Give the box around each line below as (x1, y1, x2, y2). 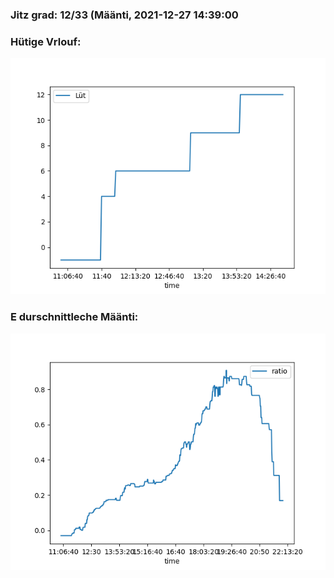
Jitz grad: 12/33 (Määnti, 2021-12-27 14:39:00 (10, 8, 239, 22)
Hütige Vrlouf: (10, 34, 82, 48)
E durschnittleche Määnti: (10, 310, 139, 324)
